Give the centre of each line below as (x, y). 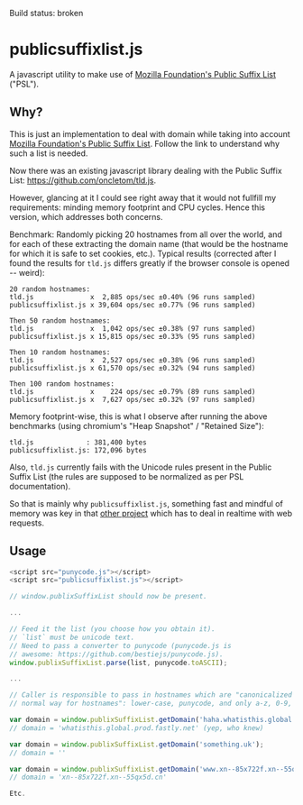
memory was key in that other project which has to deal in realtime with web (151, 513)
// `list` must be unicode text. (72, 637)
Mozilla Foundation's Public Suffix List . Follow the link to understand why (145, 143)
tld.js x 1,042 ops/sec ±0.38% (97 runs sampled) (133, 328)
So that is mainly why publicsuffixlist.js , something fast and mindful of (147, 503)
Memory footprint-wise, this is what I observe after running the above (138, 416)
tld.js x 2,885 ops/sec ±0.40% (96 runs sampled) (133, 297)
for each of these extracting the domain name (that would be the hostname (149, 243)
